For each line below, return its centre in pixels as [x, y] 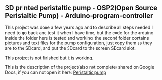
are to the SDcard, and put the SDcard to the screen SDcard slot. [70, 48]
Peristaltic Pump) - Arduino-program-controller [79, 16]
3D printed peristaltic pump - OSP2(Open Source [81, 8]
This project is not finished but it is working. [49, 58]
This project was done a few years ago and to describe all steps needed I [79, 27]
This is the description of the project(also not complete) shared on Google [80, 67]
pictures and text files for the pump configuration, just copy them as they [79, 43]
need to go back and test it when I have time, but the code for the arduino [79, 32]
